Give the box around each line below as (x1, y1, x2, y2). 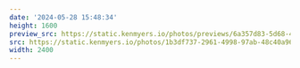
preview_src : (9, 29, 58, 38)
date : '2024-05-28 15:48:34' (9, 12, 118, 22)
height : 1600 (9, 21, 58, 30)
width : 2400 (9, 46, 54, 55)
